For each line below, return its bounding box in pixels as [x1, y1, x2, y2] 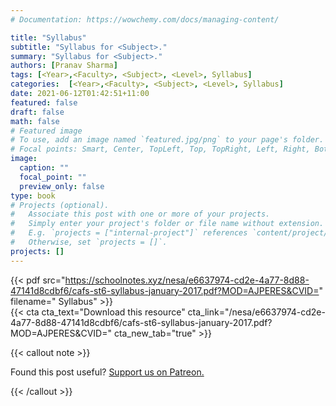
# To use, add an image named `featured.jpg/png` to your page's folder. [10, 135, 325, 145]
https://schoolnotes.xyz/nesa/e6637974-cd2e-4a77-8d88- [64, 274, 310, 286]
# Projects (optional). [10, 200, 110, 210]
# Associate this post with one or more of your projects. [10, 209, 271, 220]
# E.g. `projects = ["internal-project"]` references [10, 228, 248, 238]
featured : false [10, 97, 78, 108]
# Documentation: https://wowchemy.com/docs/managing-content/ [10, 14, 280, 25]
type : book [10, 191, 56, 201]
